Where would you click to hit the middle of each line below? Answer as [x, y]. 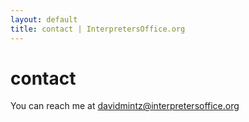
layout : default [44, 19]
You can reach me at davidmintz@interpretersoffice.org [125, 106]
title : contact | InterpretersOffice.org [98, 29]
